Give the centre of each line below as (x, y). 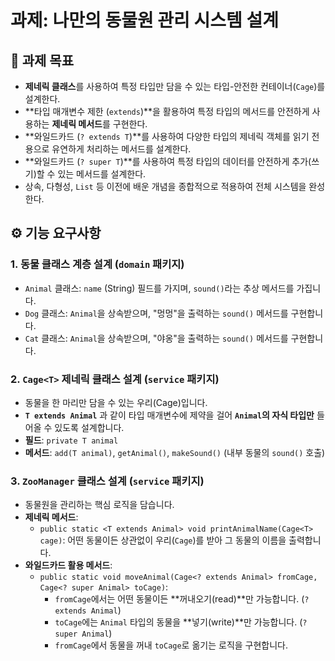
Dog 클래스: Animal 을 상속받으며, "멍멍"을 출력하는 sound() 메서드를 (156, 313)
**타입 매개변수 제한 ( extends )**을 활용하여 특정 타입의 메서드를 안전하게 (167, 111)
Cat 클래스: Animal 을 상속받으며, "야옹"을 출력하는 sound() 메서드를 (156, 338)
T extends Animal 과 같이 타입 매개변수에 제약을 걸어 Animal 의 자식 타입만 (169, 415)
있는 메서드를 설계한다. (102, 174)
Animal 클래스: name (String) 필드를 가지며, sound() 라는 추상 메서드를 (159, 288)
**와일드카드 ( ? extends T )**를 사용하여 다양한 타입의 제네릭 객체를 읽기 (167, 136)
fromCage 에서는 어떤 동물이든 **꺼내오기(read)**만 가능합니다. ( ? (182, 599)
